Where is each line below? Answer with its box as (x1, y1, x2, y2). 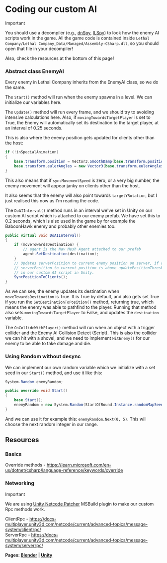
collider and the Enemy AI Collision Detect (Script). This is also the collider (5, 330, 158, 336)
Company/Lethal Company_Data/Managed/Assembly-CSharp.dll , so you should (5, 40, 159, 46)
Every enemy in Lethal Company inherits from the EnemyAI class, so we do (5, 79, 159, 85)
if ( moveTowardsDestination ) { (14, 242, 79, 247)
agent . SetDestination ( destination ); (23, 251, 99, 257)
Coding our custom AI (5, 3, 97, 15)
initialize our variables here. (5, 99, 62, 105)
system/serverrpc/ (5, 542, 43, 548)
